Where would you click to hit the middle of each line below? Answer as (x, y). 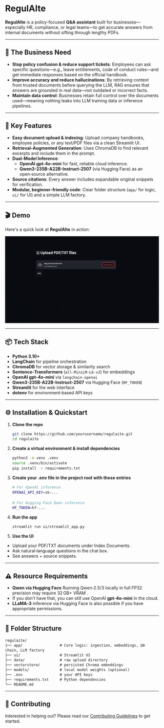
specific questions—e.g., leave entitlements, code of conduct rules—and (85, 69)
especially (15, 27)
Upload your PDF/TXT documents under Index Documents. (71, 546)
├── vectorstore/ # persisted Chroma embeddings (64, 665)
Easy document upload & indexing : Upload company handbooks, (78, 137)
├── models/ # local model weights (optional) (68, 670)
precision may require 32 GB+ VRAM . (50, 593)
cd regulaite (25, 439)
